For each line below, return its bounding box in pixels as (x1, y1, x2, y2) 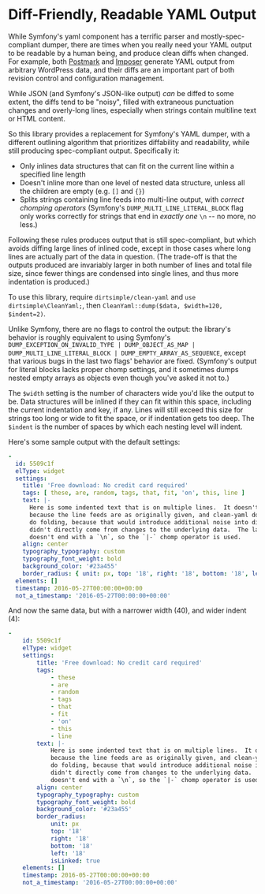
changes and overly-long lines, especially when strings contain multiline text (8, 105, 256, 115)
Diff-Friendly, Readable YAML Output (8, 6, 257, 24)
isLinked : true (50, 857, 101, 865)
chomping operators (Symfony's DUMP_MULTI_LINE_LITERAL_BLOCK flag (19, 203, 244, 212)
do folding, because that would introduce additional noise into (28, 518, 248, 526)
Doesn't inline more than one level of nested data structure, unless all (19, 177, 245, 187)
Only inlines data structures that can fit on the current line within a (19, 161, 235, 170)
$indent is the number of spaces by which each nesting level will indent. (8, 422, 243, 431)
